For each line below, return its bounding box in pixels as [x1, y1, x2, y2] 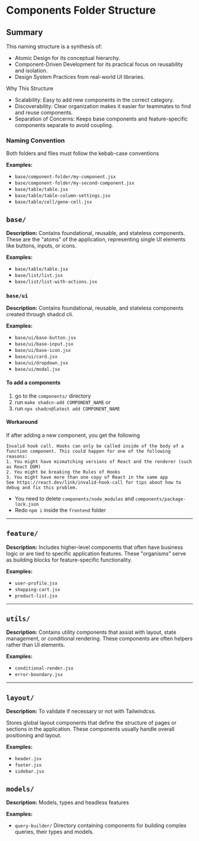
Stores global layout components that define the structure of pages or [6, 719, 176, 726]
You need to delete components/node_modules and [14, 495, 134, 502]
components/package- [135, 496, 186, 502]
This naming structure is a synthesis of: [6, 43, 102, 50]
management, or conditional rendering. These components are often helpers [6, 635, 193, 642]
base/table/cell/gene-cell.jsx [14, 199, 92, 205]
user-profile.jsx [14, 580, 58, 586]
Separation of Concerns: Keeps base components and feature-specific [14, 115, 188, 122]
